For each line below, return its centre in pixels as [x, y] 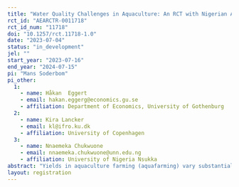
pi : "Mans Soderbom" [38, 73]
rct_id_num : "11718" [38, 27]
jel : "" [19, 54]
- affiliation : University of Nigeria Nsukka [89, 160]
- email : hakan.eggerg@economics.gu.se [79, 100]
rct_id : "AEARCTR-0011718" [47, 21]
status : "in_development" [46, 47]
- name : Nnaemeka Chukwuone [62, 146]
